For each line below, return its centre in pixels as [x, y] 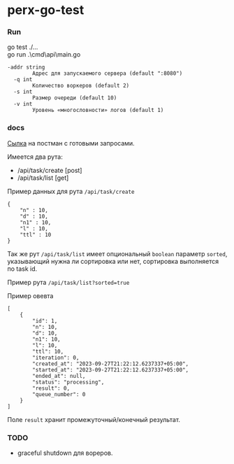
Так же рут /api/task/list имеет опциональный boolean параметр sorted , [117, 253]
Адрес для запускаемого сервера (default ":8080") [108, 73]
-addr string [26, 68]
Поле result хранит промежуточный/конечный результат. [94, 419]
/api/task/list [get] [43, 178]
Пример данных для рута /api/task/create [71, 191]
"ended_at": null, [59, 376]
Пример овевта [30, 295]
